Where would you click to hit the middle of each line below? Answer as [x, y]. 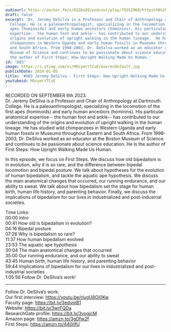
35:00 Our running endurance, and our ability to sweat [62, 255]
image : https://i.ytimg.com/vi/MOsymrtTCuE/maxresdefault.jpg [73, 67]
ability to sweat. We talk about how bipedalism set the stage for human [79, 186]
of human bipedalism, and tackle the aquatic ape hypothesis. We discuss [82, 175]
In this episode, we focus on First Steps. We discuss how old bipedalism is [83, 159]
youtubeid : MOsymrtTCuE [31, 81]
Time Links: [17, 212]
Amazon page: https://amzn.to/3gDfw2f [47, 319]
